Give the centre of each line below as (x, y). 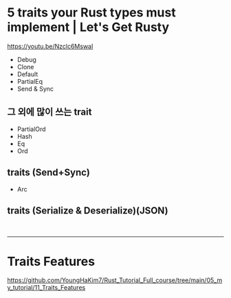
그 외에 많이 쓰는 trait (49, 112)
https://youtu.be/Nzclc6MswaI (50, 46)
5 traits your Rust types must (92, 13)
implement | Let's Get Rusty (88, 27)
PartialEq (30, 81)
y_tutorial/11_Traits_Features (46, 288)
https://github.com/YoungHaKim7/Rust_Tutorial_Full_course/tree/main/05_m (115, 280)
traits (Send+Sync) (49, 173)
